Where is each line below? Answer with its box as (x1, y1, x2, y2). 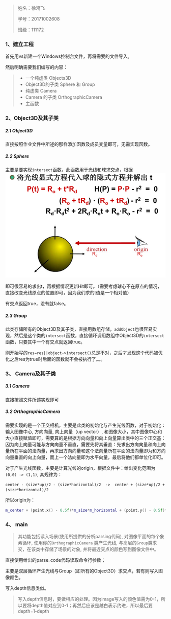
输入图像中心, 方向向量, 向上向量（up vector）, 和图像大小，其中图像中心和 (5, 428, 162, 434)
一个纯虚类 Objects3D (25, 75, 71, 81)
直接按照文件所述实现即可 (5, 396, 59, 403)
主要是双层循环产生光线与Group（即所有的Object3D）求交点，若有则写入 (5, 567, 159, 574)
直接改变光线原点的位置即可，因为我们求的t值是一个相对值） (5, 289, 132, 295)
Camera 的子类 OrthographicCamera (25, 94, 103, 100)
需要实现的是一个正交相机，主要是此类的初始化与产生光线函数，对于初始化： (5, 422, 166, 428)
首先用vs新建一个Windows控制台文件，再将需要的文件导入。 (5, 53, 132, 59)
